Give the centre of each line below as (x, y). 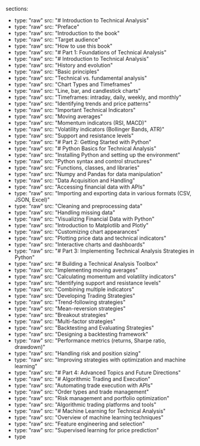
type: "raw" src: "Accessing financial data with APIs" (80, 187)
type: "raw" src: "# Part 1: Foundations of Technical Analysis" (90, 52)
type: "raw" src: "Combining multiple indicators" (74, 289)
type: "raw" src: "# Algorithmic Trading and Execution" (82, 379)
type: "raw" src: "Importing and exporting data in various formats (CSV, (103, 193)
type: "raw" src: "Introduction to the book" (67, 33)
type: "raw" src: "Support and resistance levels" (74, 136)
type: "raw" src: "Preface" (47, 27)
